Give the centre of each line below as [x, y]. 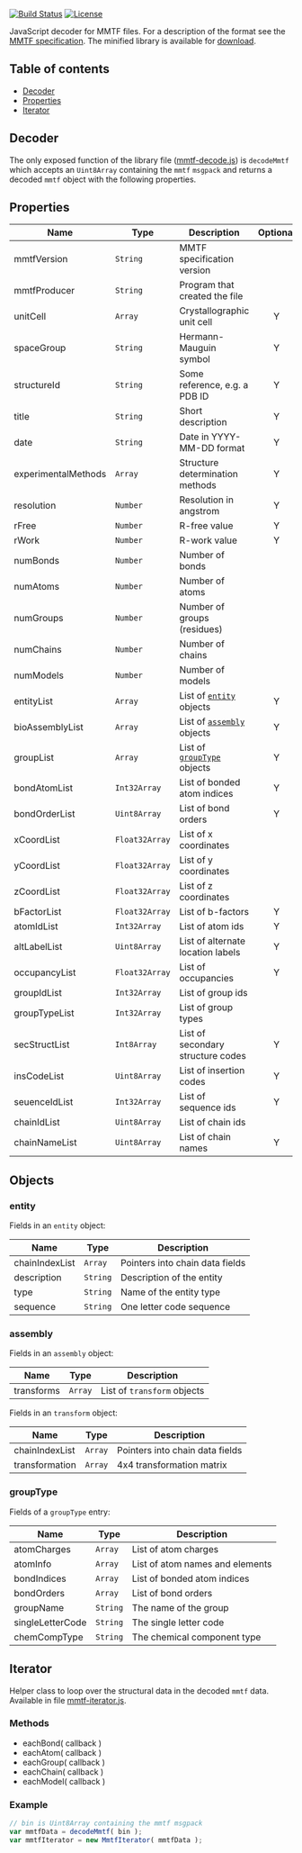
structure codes [213, 1056]
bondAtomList [44, 788]
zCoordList [37, 891]
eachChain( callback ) [63, 1772]
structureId [37, 385]
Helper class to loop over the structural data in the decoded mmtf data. [139, 1690]
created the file [211, 296]
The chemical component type [196, 1637]
